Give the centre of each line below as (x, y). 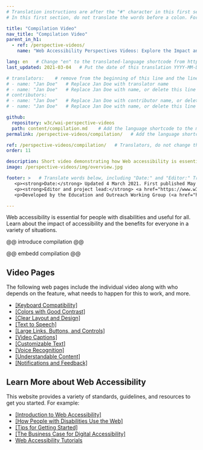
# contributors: (27, 95)
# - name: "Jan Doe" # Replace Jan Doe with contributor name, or (94, 101)
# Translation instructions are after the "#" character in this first (98, 12)
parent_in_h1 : (24, 40)
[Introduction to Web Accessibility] (58, 415)
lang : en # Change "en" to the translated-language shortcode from (96, 62)
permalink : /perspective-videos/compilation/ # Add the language (93, 134)
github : (16, 117)
